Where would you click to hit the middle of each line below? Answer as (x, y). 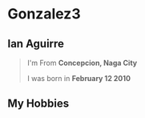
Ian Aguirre (36, 44)
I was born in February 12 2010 (79, 78)
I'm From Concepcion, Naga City (82, 63)
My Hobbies (38, 104)
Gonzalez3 (44, 14)
